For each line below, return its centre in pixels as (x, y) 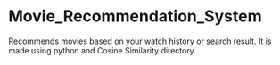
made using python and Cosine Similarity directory (101, 50)
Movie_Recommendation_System (135, 16)
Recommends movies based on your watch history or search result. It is (140, 41)
